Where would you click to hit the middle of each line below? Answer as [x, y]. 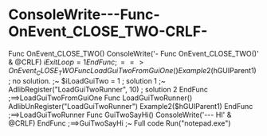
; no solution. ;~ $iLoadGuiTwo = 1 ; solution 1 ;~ [87, 80]
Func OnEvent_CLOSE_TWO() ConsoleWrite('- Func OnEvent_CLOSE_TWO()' [133, 53]
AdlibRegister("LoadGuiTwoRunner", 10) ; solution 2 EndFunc [108, 89]
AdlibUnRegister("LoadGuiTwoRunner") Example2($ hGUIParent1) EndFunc [131, 106]
